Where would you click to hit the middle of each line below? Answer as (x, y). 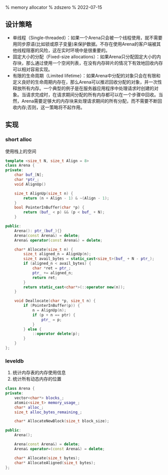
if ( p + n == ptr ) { (54, 315)
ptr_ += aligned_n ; (52, 273)
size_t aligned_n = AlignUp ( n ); (58, 254)
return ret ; (45, 278)
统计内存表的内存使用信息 (39, 373)
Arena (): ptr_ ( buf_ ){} (38, 231)
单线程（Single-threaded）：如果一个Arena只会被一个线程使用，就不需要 (88, 37)
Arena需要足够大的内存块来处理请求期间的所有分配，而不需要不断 (90, 101)
